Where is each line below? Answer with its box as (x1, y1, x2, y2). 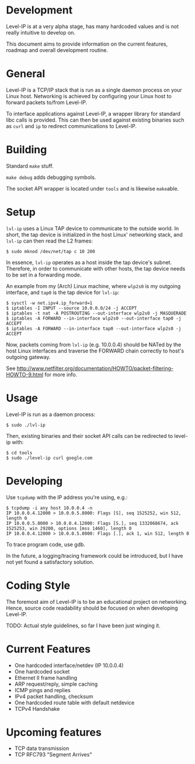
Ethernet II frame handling (14, 674, 78, 681)
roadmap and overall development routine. (6, 46, 108, 53)
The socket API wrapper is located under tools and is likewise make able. (6, 185, 179, 192)
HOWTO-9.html (6, 371, 44, 378)
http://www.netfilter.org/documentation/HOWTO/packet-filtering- (16, 365, 174, 372)
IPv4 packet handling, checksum (14, 693, 93, 700)
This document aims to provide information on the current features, (6, 40, 168, 47)
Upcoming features (6, 725, 102, 739)
